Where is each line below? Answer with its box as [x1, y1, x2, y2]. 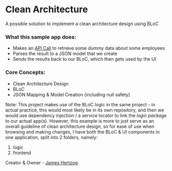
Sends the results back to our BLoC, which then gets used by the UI [12, 56, 157, 62]
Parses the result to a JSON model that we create [12, 50, 118, 57]
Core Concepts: [5, 69, 46, 76]
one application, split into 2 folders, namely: [5, 134, 98, 140]
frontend [12, 149, 32, 156]
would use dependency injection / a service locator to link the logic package [5, 112, 167, 119]
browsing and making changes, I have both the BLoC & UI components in [5, 128, 160, 135]
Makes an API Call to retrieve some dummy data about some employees [12, 45, 165, 51]
